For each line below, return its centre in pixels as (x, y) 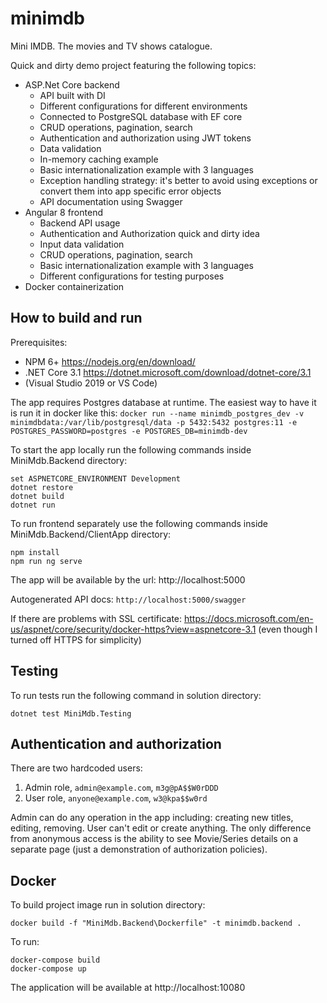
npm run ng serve (46, 561)
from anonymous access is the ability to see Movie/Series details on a (154, 839)
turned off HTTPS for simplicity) (76, 639)
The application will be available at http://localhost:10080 (128, 988)
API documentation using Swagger (111, 201)
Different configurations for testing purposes (132, 276)
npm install (35, 552)
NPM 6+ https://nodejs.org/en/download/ (110, 361)
